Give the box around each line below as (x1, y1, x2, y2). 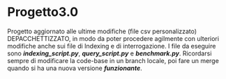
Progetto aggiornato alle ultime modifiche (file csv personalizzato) (7, 27, 197, 35)
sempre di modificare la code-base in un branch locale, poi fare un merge (7, 56, 220, 64)
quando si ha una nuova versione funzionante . (7, 64, 143, 72)
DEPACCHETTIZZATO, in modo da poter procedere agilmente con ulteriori (7, 34, 220, 42)
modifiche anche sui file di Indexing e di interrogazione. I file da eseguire (7, 42, 216, 50)
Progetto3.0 (7, 4, 79, 20)
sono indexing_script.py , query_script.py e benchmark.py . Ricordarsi (7, 49, 212, 58)
